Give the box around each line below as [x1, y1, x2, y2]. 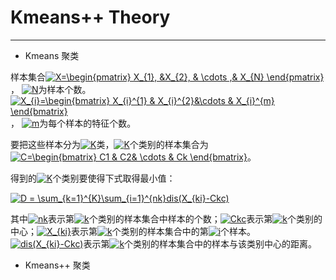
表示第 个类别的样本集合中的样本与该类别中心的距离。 [83, 237, 318, 250]
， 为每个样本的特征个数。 [10, 117, 137, 129]
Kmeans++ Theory [10, 6, 171, 29]
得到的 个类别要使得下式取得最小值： [10, 172, 176, 184]
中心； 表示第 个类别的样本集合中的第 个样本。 [10, 225, 257, 237]
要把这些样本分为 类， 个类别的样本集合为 [10, 138, 209, 150]
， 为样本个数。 [10, 83, 92, 95]
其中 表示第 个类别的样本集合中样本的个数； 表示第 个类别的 [10, 212, 323, 225]
